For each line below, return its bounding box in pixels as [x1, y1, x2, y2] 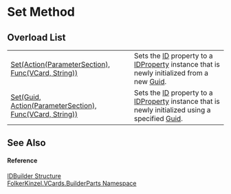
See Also [7, 137, 46, 149]
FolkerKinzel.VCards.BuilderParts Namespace [7, 179, 137, 187]
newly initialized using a [133, 105, 211, 114]
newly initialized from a [133, 68, 208, 78]
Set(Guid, [10, 92, 41, 102]
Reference [7, 156, 38, 164]
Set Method [7, 4, 76, 20]
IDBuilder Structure [7, 171, 62, 180]
